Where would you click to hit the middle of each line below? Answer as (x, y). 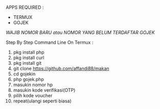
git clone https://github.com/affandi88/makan (61, 69)
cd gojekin (24, 74)
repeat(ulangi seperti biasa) (42, 101)
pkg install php (29, 52)
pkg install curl (29, 58)
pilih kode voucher (33, 96)
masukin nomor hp (33, 85)
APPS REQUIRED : (25, 7)
